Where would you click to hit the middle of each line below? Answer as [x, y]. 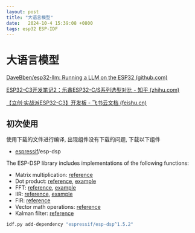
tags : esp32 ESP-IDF [32, 29]
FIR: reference [33, 200]
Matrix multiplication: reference [54, 175]
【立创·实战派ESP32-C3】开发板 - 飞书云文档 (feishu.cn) [76, 103]
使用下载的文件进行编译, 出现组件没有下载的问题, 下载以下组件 [83, 139]
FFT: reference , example [46, 187]
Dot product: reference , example [56, 181]
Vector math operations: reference [58, 207]
